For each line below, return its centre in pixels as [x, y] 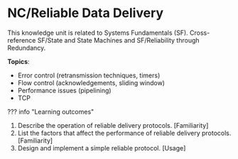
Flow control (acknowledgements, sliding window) [91, 82]
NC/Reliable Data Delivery [86, 13]
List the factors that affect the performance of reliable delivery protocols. [124, 133]
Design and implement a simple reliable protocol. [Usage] [102, 148]
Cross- [200, 33]
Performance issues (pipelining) [64, 90]
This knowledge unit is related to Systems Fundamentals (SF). [98, 33]
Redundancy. [27, 48]
